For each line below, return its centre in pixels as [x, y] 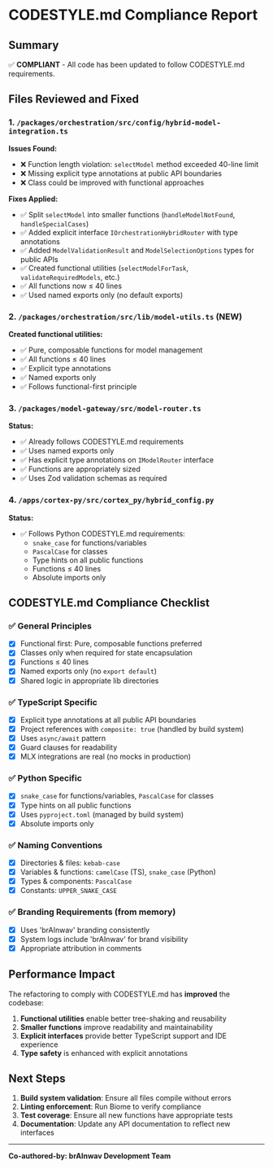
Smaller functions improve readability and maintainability [117, 1027]
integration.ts [39, 131]
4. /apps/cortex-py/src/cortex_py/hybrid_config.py [111, 500]
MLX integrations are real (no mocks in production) [105, 757]
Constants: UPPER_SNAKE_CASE [69, 891]
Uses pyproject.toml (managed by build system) [102, 814]
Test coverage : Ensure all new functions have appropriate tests [126, 1115]
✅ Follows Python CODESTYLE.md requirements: [102, 533]
